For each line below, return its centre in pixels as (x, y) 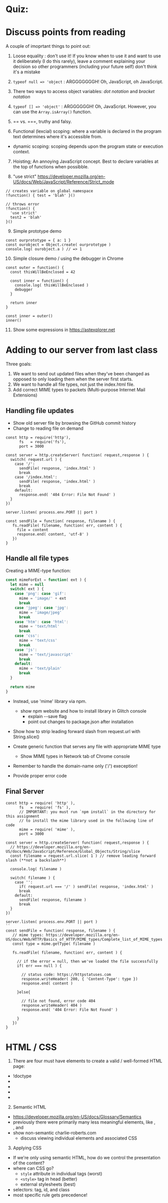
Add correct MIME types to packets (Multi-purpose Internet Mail (79, 390)
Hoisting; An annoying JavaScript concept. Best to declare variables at (86, 161)
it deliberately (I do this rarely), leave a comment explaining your (79, 61)
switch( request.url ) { (36, 459)
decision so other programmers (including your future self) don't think (85, 67)
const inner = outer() (29, 316)
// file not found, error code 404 (58, 1001)
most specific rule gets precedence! (50, 1195)
